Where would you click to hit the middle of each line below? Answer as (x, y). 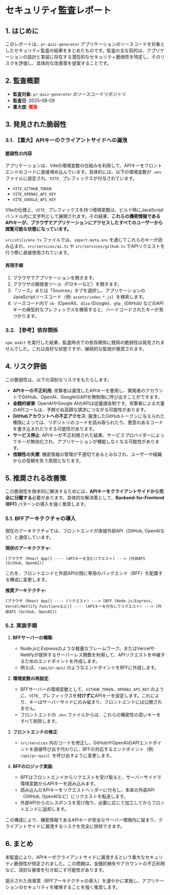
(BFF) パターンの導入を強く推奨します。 (47, 504)
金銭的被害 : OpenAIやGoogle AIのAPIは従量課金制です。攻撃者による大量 (89, 403)
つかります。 (26, 316)
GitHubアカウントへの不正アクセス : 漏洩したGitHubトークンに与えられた (89, 416)
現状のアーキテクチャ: (28, 548)
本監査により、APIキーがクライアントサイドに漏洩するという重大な (75, 857)
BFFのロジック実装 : (33, 766)
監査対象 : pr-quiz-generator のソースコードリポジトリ (69, 94)
